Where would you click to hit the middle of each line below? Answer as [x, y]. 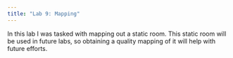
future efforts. [27, 48]
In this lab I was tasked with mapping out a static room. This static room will [117, 34]
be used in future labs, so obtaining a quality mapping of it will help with [112, 41]
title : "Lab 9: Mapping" [44, 14]
